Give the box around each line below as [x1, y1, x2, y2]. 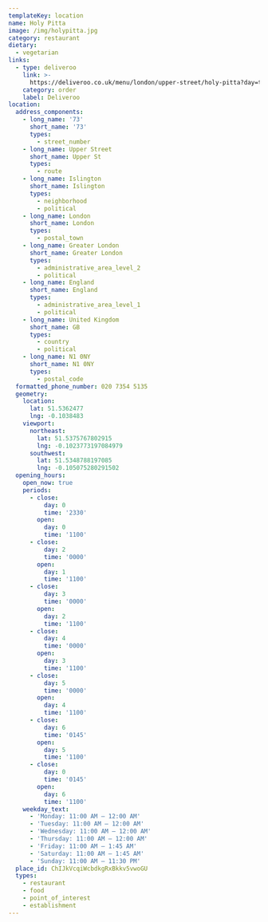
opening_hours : [15, 471, 66, 479]
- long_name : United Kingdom [22, 316, 120, 324]
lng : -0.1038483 [29, 412, 84, 420]
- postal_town [37, 234, 84, 242]
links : [8, 57, 30, 65]
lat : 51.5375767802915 [37, 434, 112, 443]
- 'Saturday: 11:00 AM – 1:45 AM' [29, 849, 145, 857]
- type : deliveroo [15, 64, 77, 72]
